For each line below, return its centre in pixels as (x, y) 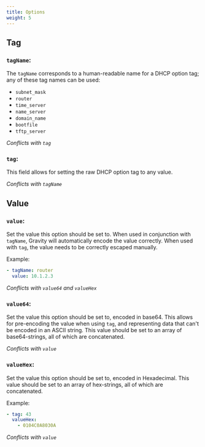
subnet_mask (30, 93)
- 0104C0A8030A (37, 426)
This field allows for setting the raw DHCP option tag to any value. (90, 172)
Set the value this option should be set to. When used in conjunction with (99, 235)
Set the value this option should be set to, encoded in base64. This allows (100, 317)
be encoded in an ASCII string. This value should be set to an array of (94, 330)
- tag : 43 (19, 414)
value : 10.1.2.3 (33, 276)
